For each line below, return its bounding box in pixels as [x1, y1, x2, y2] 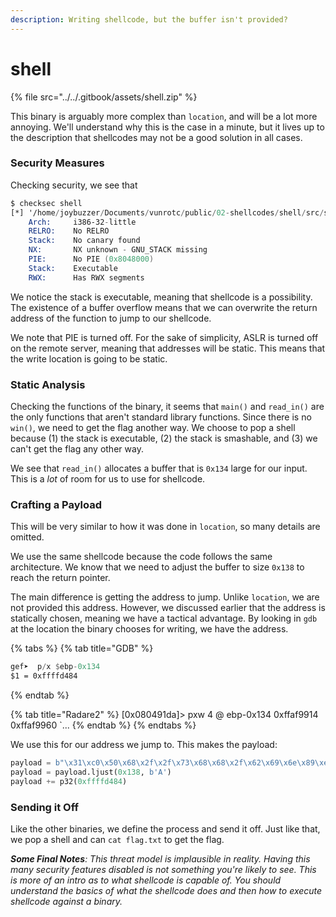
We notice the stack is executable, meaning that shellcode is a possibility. [10, 291, 313, 303]
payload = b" [10, 758, 65, 768]
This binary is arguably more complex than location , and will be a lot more [10, 110, 318, 122]
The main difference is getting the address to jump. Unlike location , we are [10, 591, 320, 603]
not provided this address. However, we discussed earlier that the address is [10, 602, 326, 614]
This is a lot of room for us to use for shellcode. [10, 473, 206, 485]
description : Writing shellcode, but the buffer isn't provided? [10, 14, 288, 25]
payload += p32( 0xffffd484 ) [10, 776, 128, 786]
